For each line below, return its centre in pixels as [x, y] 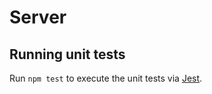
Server [38, 17]
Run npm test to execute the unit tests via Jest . [106, 78]
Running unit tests [67, 54]
